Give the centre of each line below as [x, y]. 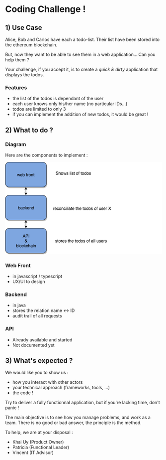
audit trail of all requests [37, 316]
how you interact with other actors [47, 382]
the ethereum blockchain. [31, 45]
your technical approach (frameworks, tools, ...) [61, 388]
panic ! [12, 408]
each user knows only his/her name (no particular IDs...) [70, 104]
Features [16, 87]
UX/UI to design [29, 282]
